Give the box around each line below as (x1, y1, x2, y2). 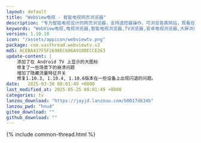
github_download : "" (6, 114, 58, 120)
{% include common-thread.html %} (6, 131, 96, 138)
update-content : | (6, 53, 52, 59)
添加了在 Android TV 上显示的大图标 (17, 59, 99, 65)
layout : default (6, 8, 47, 15)
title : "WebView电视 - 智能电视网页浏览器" (6, 14, 106, 20)
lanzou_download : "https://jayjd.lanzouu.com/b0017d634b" (6, 98, 154, 104)
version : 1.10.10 (6, 31, 50, 37)
